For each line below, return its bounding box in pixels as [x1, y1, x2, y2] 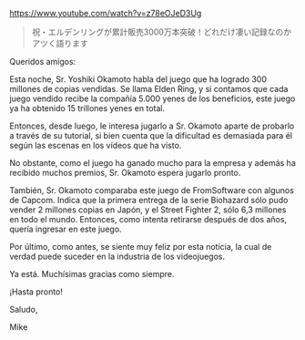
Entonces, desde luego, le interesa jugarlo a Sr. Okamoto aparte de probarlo [9, 120, 295, 131]
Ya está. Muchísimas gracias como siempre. [9, 269, 175, 279]
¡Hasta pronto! [9, 286, 64, 297]
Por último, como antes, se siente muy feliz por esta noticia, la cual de [9, 242, 272, 252]
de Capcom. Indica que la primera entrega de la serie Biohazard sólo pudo [9, 195, 289, 205]
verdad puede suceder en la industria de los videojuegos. [9, 251, 226, 262]
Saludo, [9, 304, 38, 314]
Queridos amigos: [9, 57, 76, 67]
